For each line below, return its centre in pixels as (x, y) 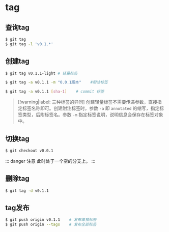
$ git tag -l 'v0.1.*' (29, 44)
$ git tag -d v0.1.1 (27, 191)
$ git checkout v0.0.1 (29, 151)
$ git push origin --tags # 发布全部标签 (51, 225)
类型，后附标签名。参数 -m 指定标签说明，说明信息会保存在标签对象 (93, 115)
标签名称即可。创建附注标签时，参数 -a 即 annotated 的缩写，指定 (91, 108)
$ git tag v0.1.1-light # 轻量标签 (41, 73)
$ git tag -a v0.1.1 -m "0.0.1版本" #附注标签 (57, 82)
